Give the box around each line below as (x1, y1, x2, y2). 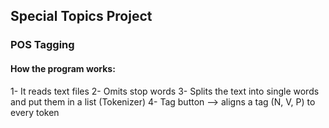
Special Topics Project (10, 8, 153, 25)
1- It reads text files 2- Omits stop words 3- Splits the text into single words (10, 85, 320, 97)
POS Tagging (10, 38, 75, 52)
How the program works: (10, 62, 116, 74)
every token (10, 106, 60, 118)
